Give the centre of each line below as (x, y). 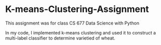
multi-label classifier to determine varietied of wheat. (60, 38)
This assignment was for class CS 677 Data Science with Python (72, 23)
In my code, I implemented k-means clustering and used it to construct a (81, 32)
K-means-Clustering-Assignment (77, 9)
